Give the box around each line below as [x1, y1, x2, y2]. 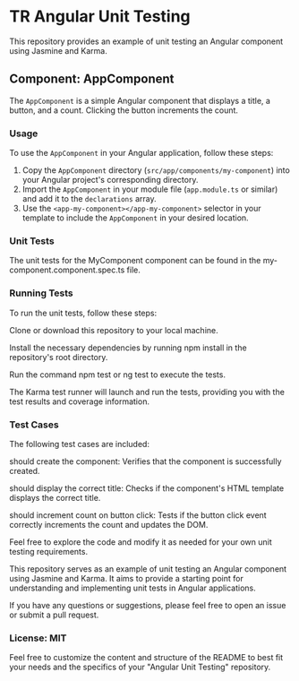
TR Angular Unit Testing [9, 6, 191, 27]
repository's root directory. [9, 351, 108, 362]
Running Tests [9, 287, 73, 299]
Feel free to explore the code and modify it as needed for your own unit [9, 536, 272, 547]
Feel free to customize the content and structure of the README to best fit [9, 652, 284, 663]
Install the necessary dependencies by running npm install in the [9, 342, 248, 353]
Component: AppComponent [9, 72, 175, 87]
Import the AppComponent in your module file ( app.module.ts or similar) [21, 184, 278, 194]
